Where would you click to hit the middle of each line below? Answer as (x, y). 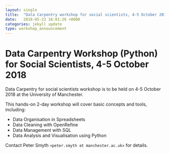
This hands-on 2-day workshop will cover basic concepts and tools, (76, 105)
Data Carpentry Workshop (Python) (82, 54)
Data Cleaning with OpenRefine (45, 125)
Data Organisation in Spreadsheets (49, 120)
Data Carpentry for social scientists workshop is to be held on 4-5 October (83, 89)
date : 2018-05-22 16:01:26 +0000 (43, 19)
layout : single (21, 10)
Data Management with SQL (42, 130)
